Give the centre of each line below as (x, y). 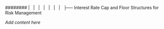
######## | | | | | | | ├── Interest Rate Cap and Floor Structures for (82, 8)
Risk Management (23, 13)
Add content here (23, 22)
